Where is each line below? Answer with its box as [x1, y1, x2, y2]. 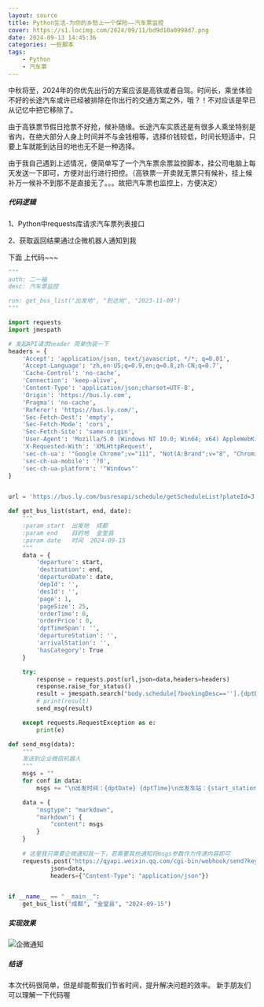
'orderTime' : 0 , [36, 610, 90, 618]
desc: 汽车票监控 [8, 283, 59, 291]
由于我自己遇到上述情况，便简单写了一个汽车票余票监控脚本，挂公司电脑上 [8, 158, 249, 168]
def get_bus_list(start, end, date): [8, 507, 132, 515]
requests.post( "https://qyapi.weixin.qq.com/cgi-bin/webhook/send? [22, 857, 247, 865]
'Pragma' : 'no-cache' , [22, 399, 97, 407]
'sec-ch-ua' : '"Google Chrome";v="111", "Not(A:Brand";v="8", [22, 450, 230, 458]
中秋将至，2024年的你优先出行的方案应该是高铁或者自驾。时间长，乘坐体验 [8, 85, 253, 95]
